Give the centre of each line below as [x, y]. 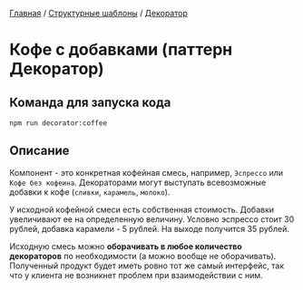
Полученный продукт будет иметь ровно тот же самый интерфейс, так [147, 266]
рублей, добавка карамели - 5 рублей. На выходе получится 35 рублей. [150, 228]
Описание [39, 151]
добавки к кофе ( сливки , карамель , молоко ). [90, 192]
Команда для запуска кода [90, 102]
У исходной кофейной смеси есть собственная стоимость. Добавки [142, 209]
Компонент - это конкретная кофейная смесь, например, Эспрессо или [147, 172]
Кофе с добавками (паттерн [121, 50]
